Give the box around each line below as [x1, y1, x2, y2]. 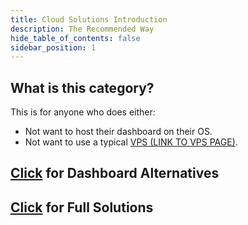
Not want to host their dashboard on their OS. [24, 126, 213, 138]
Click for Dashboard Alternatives [10, 165, 220, 182]
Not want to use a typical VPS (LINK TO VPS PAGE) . [24, 136, 238, 148]
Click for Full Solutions [10, 199, 154, 216]
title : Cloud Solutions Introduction [10, 14, 168, 25]
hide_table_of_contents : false [10, 33, 141, 43]
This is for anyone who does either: [10, 106, 156, 118]
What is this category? [10, 79, 155, 96]
